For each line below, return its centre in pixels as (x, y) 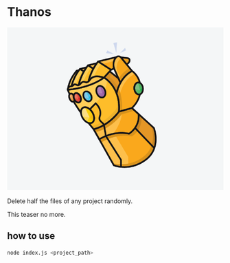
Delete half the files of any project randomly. (70, 201)
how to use (31, 236)
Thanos (29, 12)
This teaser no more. (36, 214)
